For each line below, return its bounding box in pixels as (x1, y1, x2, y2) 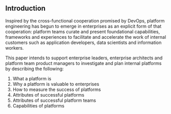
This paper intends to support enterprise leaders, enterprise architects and (5, 55, 163, 61)
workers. (5, 44, 24, 51)
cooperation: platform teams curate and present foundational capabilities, (5, 28, 160, 35)
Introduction (5, 4, 46, 13)
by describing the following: (5, 65, 64, 72)
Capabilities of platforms (12, 102, 65, 109)
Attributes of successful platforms (12, 92, 85, 98)
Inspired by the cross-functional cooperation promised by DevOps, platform (5, 17, 165, 24)
